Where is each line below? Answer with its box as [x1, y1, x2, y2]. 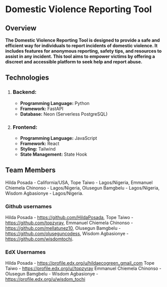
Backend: [12, 89, 37, 96]
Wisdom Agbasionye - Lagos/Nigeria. [5, 190, 83, 196]
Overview [5, 24, 37, 32]
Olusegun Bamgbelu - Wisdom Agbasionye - [5, 271, 99, 277]
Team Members [5, 166, 56, 174]
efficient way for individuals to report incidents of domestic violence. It [5, 43, 158, 49]
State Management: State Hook [20, 151, 88, 157]
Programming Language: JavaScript [20, 135, 97, 141]
